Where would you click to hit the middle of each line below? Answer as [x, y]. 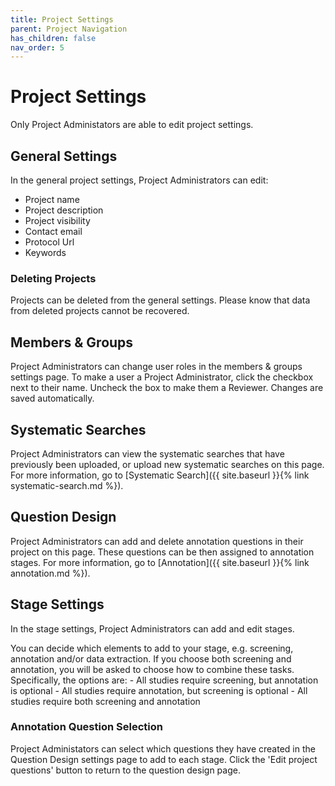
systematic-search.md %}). [67, 485]
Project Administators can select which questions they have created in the [163, 748]
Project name [52, 199]
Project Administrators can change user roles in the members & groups [156, 367]
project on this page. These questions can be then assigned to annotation [162, 552]
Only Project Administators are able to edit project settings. [132, 125]
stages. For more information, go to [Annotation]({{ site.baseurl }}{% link [160, 562]
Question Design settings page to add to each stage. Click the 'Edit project [164, 759]
